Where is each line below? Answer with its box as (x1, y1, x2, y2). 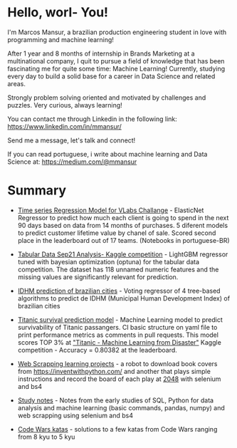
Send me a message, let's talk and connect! (7, 136, 136, 145)
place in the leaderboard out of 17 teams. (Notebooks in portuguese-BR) (17, 236, 230, 244)
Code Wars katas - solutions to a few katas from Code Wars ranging (17, 424, 218, 433)
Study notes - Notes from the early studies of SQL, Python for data (17, 396, 214, 405)
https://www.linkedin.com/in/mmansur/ (7, 122, 122, 130)
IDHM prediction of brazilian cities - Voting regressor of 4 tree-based (17, 286, 221, 295)
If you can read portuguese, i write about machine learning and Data (7, 150, 208, 158)
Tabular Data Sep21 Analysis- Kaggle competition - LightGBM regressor (17, 250, 228, 259)
